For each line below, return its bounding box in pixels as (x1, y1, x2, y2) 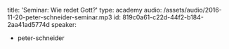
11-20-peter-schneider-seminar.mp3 (7, 13, 112, 21)
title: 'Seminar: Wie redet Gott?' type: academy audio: (7, 6, 162, 14)
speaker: (51, 21, 77, 28)
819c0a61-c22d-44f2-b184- (122, 13, 204, 21)
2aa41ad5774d (7, 21, 51, 28)
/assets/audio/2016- (163, 6, 223, 14)
